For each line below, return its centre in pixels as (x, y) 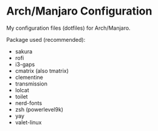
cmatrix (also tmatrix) (42, 70)
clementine (29, 77)
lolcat (22, 90)
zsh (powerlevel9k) (39, 109)
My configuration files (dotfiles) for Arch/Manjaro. (68, 28)
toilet (22, 96)
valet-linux (28, 122)
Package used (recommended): (46, 39)
